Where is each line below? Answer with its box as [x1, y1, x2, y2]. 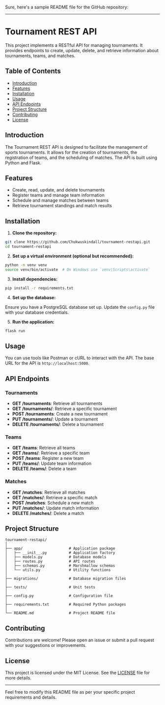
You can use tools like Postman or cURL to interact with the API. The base [5, 355, 154, 361]
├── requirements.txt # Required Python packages [5, 602, 126, 607]
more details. [5, 674, 32, 681]
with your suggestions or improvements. [5, 642, 87, 648]
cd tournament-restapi [5, 244, 52, 249]
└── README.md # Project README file [5, 610, 115, 616]
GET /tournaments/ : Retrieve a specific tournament [12, 406, 117, 412]
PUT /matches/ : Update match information [12, 505, 99, 511]
